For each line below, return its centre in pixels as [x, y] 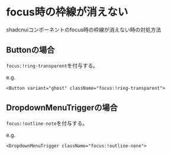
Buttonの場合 [30, 50]
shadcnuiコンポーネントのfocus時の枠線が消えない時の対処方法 [84, 30]
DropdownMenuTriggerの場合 [62, 108]
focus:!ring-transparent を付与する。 [52, 65]
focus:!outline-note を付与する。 [47, 123]
